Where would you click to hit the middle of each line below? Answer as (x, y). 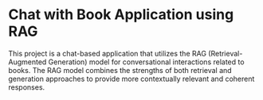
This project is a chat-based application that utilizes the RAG (108, 53)
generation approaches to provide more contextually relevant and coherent (131, 79)
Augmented (27, 62)
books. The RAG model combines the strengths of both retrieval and (120, 70)
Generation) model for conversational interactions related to (146, 62)
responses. (27, 87)
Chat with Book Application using (121, 15)
